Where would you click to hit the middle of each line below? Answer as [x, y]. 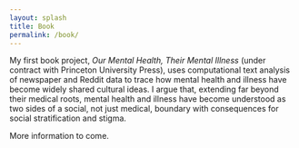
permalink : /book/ [44, 35]
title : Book [32, 26]
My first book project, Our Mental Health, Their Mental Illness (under [138, 61]
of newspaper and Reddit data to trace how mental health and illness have [149, 80]
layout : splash [38, 18]
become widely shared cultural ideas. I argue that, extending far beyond [144, 89]
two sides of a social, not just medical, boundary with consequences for [144, 109]
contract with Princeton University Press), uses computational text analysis [150, 70]
